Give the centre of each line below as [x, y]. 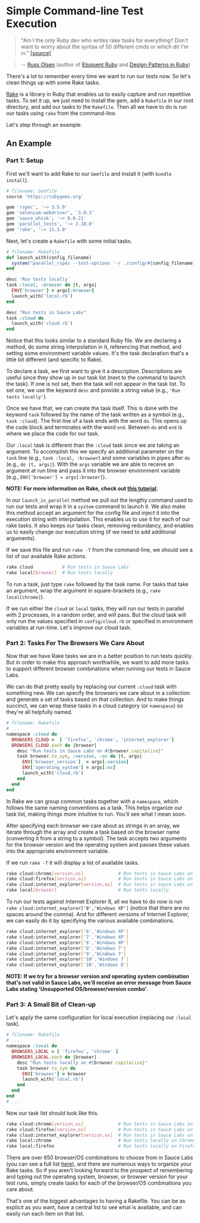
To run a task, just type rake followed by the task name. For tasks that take [97, 584]
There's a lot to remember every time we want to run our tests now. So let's [99, 76]
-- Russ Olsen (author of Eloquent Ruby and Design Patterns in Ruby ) [105, 65]
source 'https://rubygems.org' [45, 196]
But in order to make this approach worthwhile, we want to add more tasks [98, 663]
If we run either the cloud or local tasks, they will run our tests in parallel [95, 608]
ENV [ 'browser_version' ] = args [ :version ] [75, 762]
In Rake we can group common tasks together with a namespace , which [92, 801]
